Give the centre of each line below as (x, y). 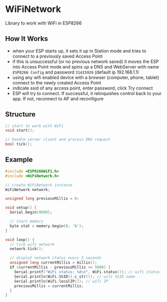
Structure (20, 114)
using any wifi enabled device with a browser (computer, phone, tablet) (86, 77)
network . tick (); (26, 249)
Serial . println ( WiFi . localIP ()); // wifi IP (61, 281)
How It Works (27, 39)
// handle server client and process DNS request (58, 139)
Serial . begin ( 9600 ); (31, 212)
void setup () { (21, 208)
